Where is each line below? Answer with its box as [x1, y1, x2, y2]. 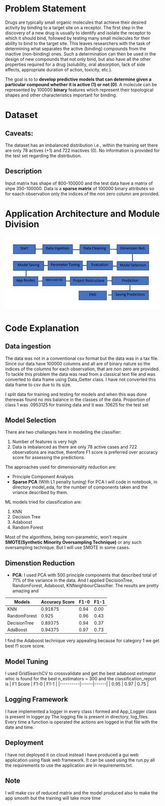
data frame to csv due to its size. [5, 382, 71, 388]
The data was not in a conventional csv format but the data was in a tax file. [5, 355, 159, 361]
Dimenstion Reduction [5, 559, 75, 567]
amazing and [12, 588, 39, 594]
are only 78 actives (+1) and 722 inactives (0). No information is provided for [5, 147, 160, 153]
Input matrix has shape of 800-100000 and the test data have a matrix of [5, 180, 153, 186]
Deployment [5, 739, 44, 747]
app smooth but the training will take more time [5, 795, 101, 801]
